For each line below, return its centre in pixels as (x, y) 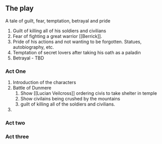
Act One (16, 71)
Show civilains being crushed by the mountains (70, 99)
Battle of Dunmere (32, 88)
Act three (17, 136)
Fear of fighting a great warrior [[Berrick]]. (57, 36)
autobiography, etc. (33, 47)
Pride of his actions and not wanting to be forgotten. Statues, (77, 42)
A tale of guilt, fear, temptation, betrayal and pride (58, 20)
